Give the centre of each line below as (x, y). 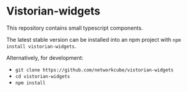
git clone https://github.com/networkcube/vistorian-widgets (94, 70)
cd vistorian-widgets (42, 76)
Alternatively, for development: (45, 57)
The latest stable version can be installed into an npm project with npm (94, 39)
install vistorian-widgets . (41, 46)
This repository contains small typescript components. (75, 28)
